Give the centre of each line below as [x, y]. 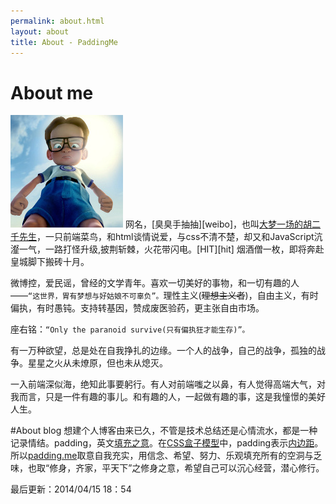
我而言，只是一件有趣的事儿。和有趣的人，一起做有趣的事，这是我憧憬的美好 [168, 397]
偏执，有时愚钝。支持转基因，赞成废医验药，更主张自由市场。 [137, 308]
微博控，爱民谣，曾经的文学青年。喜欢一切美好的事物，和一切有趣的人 [155, 283]
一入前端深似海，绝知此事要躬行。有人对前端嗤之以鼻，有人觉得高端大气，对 [168, 384]
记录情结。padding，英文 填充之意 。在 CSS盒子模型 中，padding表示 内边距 [162, 443]
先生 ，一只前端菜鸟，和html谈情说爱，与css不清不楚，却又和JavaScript [166, 237]
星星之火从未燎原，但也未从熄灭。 [97, 363]
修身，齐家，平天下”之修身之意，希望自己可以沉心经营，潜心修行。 [187, 468]
